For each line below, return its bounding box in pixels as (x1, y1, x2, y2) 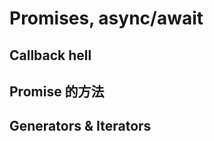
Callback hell (9, 47, 92, 64)
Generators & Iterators (9, 118, 152, 135)
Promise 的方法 (9, 83, 105, 100)
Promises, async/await (9, 7, 204, 30)
